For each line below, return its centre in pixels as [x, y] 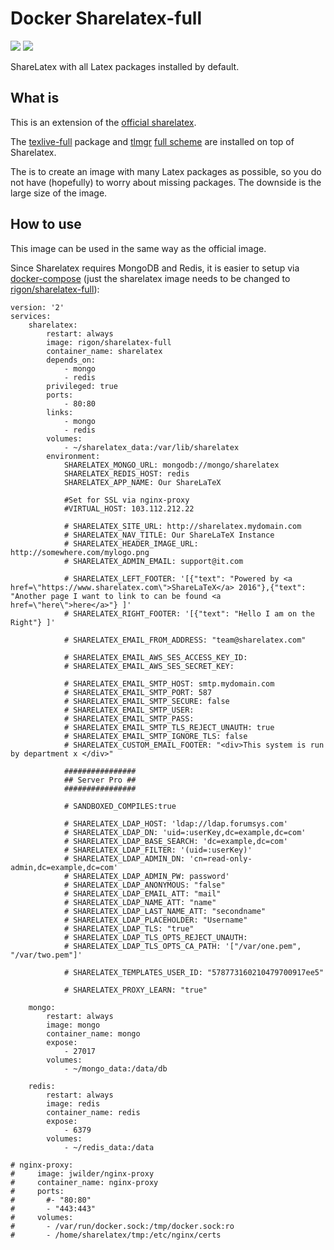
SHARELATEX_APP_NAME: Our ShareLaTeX [142, 482]
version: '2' [37, 307]
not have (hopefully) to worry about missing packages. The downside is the [166, 182]
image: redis [73, 1103]
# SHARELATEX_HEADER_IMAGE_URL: [131, 543]
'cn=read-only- [221, 858]
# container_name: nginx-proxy [84, 1182]
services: [31, 316]
